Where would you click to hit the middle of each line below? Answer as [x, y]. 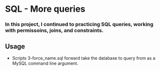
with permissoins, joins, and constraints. [54, 30]
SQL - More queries [45, 9]
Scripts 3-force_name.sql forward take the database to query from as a [84, 58]
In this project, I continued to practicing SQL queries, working [79, 24]
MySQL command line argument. [45, 63]
